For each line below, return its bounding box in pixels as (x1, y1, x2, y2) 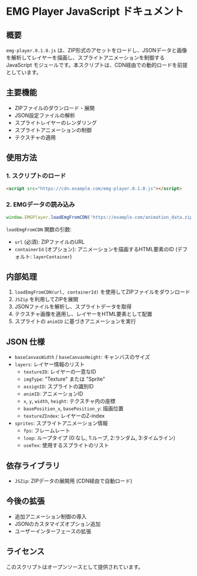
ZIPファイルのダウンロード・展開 (14, 104, 95, 111)
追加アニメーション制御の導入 (14, 512, 87, 520)
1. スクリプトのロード (6, 172, 66, 180)
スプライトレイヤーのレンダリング (14, 119, 97, 126)
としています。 (6, 69, 42, 76)
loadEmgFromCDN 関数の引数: (6, 225, 72, 232)
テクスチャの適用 (14, 134, 56, 141)
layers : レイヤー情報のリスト (14, 361, 85, 368)
